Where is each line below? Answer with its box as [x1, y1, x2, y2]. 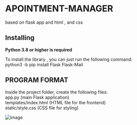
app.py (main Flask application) [5, 94, 69, 100]
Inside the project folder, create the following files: [5, 89, 108, 95]
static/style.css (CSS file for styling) [5, 105, 78, 111]
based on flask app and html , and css [5, 19, 83, 25]
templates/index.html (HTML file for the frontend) [5, 99, 106, 105]
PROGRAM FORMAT [5, 76, 68, 84]
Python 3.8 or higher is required [5, 46, 72, 52]
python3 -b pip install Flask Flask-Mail [5, 61, 83, 67]
